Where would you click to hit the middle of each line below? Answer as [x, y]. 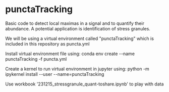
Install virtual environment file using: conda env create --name [70, 54]
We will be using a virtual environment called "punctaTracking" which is [79, 38]
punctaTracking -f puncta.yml [36, 59]
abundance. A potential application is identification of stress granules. [78, 28]
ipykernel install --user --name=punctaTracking [55, 74]
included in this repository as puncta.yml [47, 43]
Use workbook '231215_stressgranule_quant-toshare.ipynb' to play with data [84, 84]
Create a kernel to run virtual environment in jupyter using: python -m [77, 69]
